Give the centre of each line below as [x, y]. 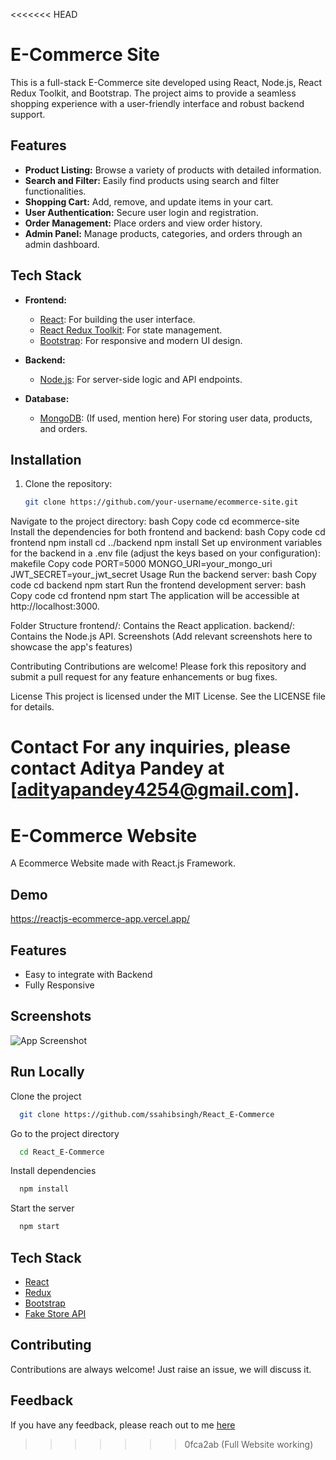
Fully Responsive [59, 985]
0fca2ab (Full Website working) [249, 1444]
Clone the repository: [68, 484]
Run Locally [47, 1072]
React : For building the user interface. [117, 319]
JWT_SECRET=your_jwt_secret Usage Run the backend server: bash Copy [163, 575]
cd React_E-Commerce [62, 1152]
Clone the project [46, 1096]
